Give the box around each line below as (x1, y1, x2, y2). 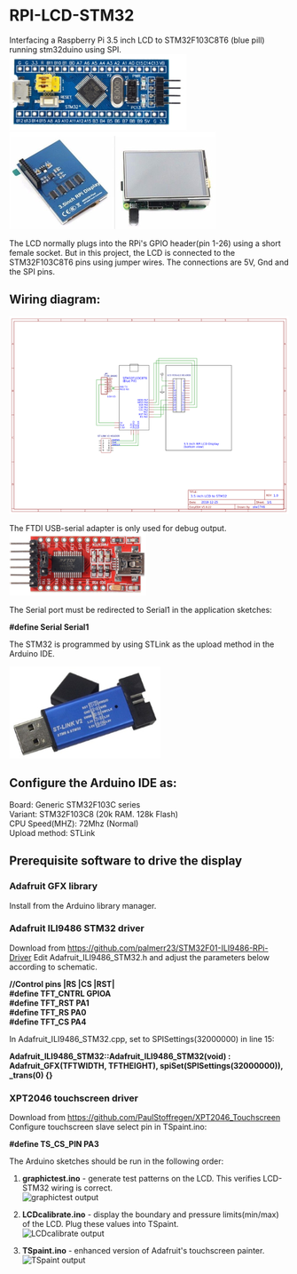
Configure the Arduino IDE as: (9, 776, 177, 791)
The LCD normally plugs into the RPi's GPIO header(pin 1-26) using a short (9, 237, 281, 249)
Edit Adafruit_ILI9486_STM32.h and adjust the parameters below (33, 952, 270, 962)
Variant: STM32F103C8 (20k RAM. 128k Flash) (9, 808, 179, 819)
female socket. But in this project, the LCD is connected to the (9, 247, 236, 258)
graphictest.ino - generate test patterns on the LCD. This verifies (21, 1174, 262, 1184)
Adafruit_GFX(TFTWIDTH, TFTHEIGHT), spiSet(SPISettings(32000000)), (9, 1060, 284, 1071)
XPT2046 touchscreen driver (9, 1092, 139, 1104)
